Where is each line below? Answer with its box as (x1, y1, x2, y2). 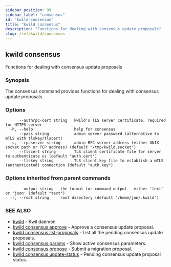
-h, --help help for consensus (10, 127, 116, 132)
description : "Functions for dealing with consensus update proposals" (5, 27, 161, 32)
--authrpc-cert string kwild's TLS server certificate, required (18, 118, 166, 123)
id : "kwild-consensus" (5, 17, 54, 22)
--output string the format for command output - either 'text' (18, 186, 164, 191)
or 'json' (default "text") (5, 190, 66, 196)
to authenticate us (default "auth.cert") (5, 154, 97, 159)
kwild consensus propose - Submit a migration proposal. (12, 246, 132, 252)
